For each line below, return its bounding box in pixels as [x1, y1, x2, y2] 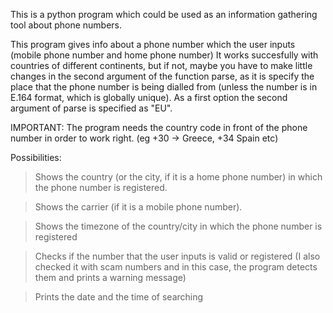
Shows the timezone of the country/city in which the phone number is [34, 220, 323, 232]
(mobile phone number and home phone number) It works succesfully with [10, 49, 319, 61]
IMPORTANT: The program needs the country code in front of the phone [10, 122, 308, 133]
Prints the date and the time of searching [34, 291, 204, 303]
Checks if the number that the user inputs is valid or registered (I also [34, 250, 321, 262]
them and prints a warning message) [34, 272, 187, 283]
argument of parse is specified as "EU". [10, 102, 173, 114]
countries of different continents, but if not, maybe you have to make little [10, 60, 313, 71]
